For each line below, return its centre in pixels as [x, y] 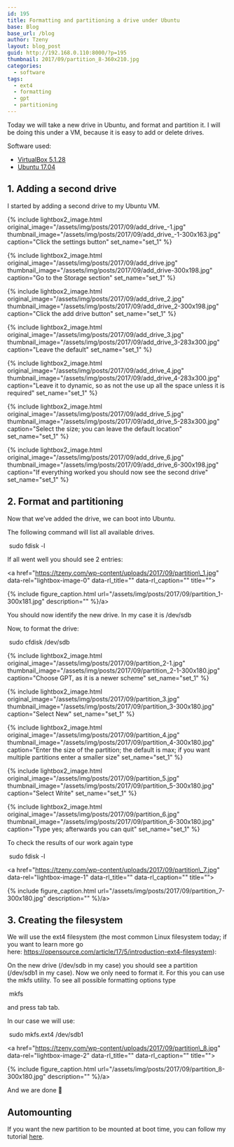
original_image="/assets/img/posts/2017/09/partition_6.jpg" [94, 814]
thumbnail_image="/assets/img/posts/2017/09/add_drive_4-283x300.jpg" [114, 378]
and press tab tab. [34, 1008]
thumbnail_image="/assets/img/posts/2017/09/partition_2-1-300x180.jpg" [114, 671]
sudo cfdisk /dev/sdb [39, 642]
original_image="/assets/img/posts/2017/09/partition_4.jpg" [94, 735]
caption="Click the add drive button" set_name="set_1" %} [92, 313]
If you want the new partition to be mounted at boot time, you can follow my [117, 1129]
